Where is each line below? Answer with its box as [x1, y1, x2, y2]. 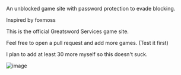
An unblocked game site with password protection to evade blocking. [6, 5, 176, 12]
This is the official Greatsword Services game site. [6, 28, 129, 35]
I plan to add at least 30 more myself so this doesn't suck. [6, 51, 148, 58]
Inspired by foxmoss [6, 17, 56, 23]
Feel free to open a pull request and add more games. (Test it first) [6, 40, 169, 46]
